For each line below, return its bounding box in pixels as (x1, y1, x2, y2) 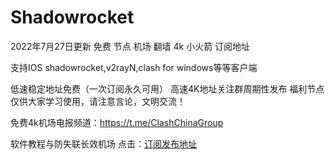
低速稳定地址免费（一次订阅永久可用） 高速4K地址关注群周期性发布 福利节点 (10, 82, 325, 95)
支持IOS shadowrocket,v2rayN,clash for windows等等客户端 (10, 61, 258, 73)
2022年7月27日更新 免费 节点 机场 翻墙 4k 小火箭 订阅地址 (10, 40, 251, 52)
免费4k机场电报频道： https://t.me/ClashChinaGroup (10, 116, 224, 128)
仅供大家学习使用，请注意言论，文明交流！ (10, 95, 186, 107)
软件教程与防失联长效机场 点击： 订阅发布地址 (10, 137, 197, 150)
